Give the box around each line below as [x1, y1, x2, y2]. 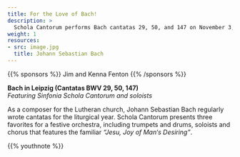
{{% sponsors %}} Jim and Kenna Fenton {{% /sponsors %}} [7, 69, 187, 78]
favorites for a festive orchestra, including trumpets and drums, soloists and [7, 120, 231, 128]
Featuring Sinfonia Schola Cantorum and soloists [7, 91, 152, 100]
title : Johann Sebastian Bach [14, 51, 104, 58]
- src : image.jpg [7, 44, 59, 51]
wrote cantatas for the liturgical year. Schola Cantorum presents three [7, 112, 213, 121]
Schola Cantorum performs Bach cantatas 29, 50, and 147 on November [14, 24, 225, 31]
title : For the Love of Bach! [7, 10, 98, 18]
